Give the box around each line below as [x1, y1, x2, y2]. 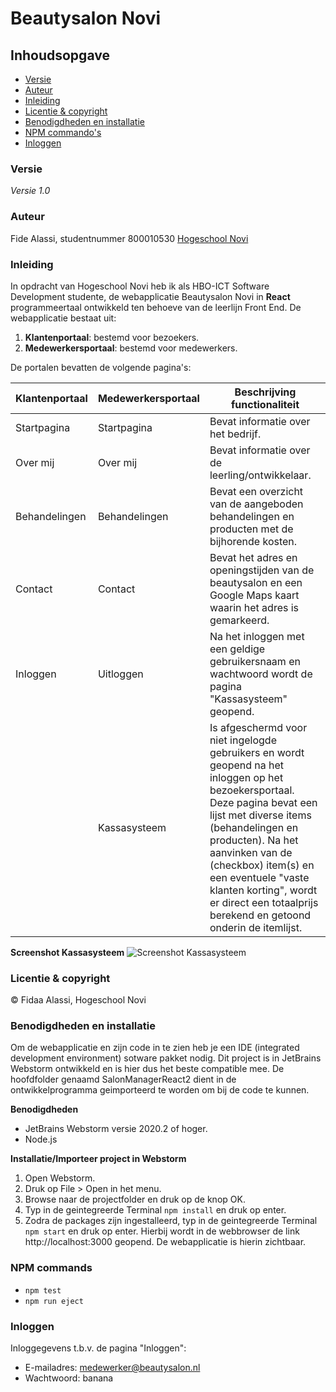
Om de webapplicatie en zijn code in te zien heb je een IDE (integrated [10, 1042, 300, 1054]
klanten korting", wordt [209, 883, 318, 897]
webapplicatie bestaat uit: [10, 312, 117, 324]
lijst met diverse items [209, 808, 312, 822]
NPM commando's [24, 127, 102, 138]
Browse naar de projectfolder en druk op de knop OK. [24, 1193, 246, 1206]
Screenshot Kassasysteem [10, 946, 125, 958]
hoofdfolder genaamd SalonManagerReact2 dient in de [10, 1073, 237, 1086]
